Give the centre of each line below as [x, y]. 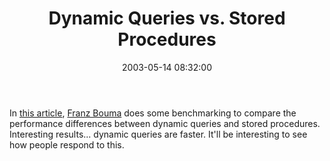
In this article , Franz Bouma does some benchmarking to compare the [153, 113]
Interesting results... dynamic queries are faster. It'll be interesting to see [158, 134]
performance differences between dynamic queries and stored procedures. [165, 123]
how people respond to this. [67, 144]
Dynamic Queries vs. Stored [167, 18]
